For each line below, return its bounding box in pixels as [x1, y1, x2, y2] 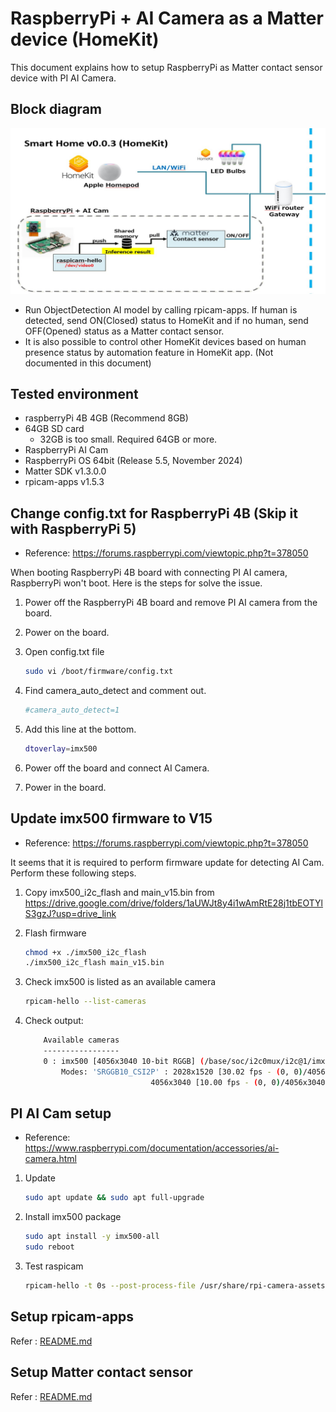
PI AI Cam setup [10, 1105, 112, 1122]
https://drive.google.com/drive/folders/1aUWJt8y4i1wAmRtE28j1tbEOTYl [24, 897, 324, 909]
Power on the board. [24, 627, 110, 639]
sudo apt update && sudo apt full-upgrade [24, 1193, 205, 1203]
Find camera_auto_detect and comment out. [24, 685, 207, 697]
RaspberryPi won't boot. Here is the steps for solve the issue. [10, 577, 263, 589]
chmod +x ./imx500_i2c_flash [24, 947, 147, 957]
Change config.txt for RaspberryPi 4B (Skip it [10, 505, 298, 522]
